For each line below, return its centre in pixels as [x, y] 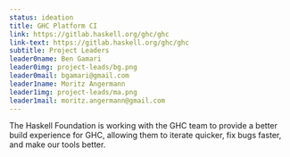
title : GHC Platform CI [54, 26]
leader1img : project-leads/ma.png [74, 92]
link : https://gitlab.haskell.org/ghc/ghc [89, 34]
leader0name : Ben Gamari [55, 59]
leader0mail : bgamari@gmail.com [69, 76]
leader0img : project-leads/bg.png [74, 68]
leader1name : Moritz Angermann [67, 84]
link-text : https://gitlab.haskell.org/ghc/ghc [99, 42]
